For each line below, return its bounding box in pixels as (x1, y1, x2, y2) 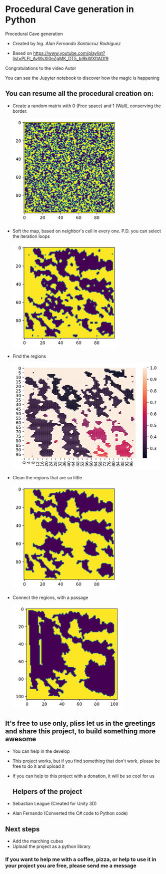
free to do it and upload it (12, 763, 65, 769)
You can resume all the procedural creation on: (5, 89, 154, 98)
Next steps (5, 825, 40, 833)
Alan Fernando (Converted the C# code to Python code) (12, 810, 128, 816)
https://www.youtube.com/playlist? (33, 50, 105, 56)
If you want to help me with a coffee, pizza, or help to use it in (5, 856, 156, 863)
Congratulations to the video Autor (5, 65, 76, 71)
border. (12, 108, 27, 114)
